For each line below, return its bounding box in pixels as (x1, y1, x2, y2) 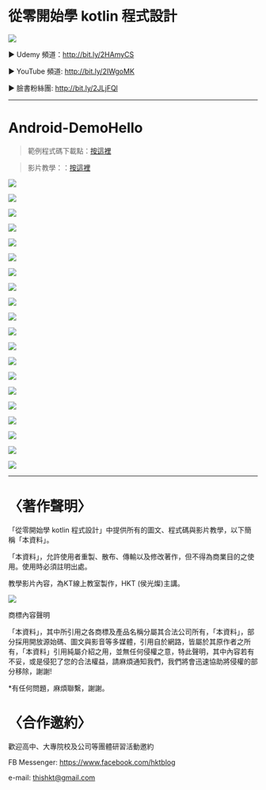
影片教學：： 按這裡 (27, 163, 91, 172)
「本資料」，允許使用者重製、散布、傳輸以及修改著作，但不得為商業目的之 (8, 551, 248, 561)
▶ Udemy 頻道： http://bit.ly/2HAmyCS (8, 49, 135, 59)
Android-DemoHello (8, 119, 143, 137)
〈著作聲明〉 (8, 497, 93, 516)
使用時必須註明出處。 (21, 561, 92, 571)
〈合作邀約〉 (8, 714, 93, 731)
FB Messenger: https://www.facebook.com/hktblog (8, 757, 176, 767)
